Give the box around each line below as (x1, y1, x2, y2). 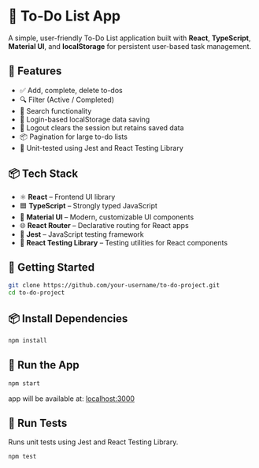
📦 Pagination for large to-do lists (19, 132, 128, 141)
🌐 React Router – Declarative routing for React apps (19, 220, 189, 230)
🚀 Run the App (8, 358, 80, 372)
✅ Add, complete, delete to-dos (19, 85, 124, 95)
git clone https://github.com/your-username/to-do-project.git (8, 282, 220, 290)
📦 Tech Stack (8, 167, 79, 181)
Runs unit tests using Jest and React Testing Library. (8, 437, 179, 447)
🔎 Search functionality (19, 106, 92, 115)
